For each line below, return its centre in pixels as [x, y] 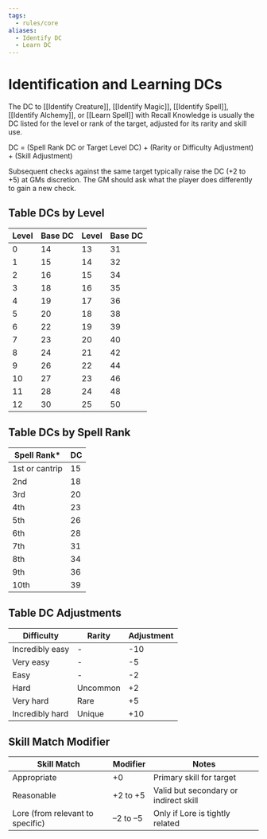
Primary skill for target [195, 778]
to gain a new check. [43, 189]
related [167, 823]
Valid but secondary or [196, 790]
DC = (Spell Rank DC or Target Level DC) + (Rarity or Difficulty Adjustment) [131, 147]
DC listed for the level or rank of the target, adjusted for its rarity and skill [128, 123]
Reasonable [35, 795]
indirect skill [176, 801]
